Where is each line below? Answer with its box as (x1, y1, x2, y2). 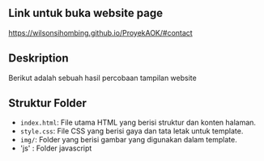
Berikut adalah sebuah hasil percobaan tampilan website (8, 73, 197, 83)
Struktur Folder (8, 96, 87, 110)
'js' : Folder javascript (19, 143, 92, 153)
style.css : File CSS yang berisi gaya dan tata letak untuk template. (19, 126, 244, 136)
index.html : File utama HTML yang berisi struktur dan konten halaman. (19, 117, 257, 128)
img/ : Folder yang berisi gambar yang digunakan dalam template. (19, 135, 237, 145)
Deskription (8, 52, 69, 66)
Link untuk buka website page (8, 6, 164, 20)
